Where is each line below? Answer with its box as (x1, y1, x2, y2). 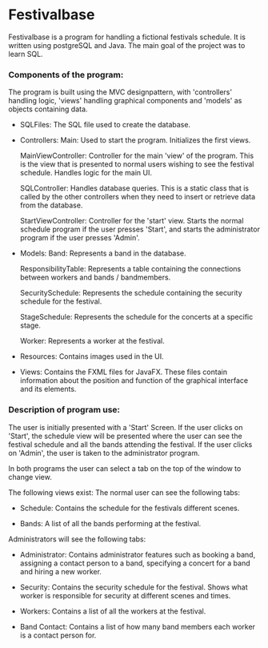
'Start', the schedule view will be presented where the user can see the (8, 431, 242, 441)
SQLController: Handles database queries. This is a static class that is (19, 183, 250, 193)
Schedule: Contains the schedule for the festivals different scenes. (19, 503, 240, 513)
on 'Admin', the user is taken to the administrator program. (8, 448, 200, 457)
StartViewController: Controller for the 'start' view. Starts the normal (19, 216, 244, 226)
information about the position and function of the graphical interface (19, 376, 249, 385)
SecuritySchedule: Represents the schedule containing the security (19, 288, 242, 298)
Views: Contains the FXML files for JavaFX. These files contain (19, 367, 228, 377)
